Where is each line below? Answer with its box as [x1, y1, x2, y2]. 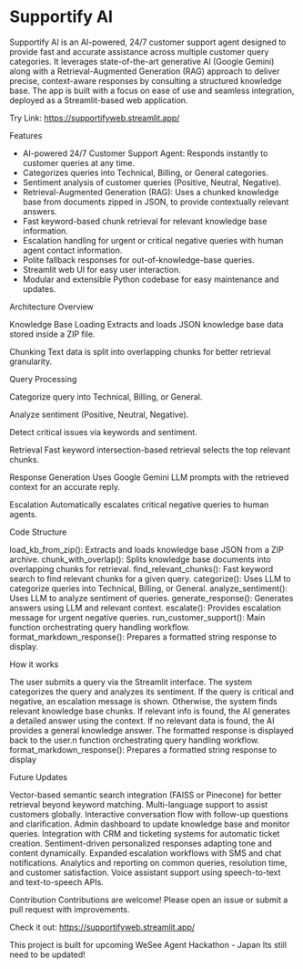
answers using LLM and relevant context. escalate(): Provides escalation [9, 602, 282, 613]
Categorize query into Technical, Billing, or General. [9, 391, 203, 402]
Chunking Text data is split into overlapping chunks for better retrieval [9, 346, 271, 357]
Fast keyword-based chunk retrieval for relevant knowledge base [22, 215, 268, 226]
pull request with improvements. [9, 903, 130, 914]
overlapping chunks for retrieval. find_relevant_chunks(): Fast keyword [9, 563, 274, 574]
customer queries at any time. [22, 157, 135, 168]
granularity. [9, 356, 53, 367]
